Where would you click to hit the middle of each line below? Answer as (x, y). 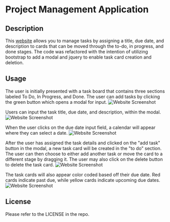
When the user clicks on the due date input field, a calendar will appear (80, 127)
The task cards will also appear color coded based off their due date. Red (83, 174)
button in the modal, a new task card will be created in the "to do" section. (83, 148)
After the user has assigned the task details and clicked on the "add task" (83, 143)
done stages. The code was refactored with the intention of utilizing (77, 52)
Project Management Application (77, 10)
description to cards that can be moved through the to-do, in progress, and (84, 46)
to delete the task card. (30, 164)
